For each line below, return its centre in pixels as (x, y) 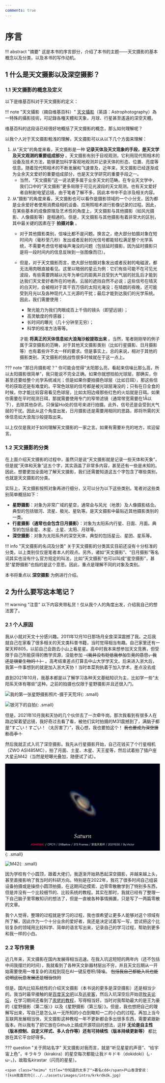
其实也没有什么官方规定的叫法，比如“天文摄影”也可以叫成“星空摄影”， (80, 558)
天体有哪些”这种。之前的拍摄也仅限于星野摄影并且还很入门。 (75, 683)
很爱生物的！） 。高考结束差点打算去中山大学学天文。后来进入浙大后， (85, 661)
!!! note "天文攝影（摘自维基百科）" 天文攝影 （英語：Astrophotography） (79, 112)
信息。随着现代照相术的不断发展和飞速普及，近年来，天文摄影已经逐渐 (83, 168)
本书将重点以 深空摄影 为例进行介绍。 (43, 575)
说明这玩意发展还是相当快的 (33, 978)
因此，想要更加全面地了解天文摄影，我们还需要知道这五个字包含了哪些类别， (82, 471)
